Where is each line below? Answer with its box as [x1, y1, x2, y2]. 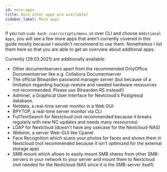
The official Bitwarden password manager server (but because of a [12, 76, 151, 83]
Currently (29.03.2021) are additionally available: [5, 56, 106, 62]
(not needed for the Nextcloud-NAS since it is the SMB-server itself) [12, 161, 154, 168]
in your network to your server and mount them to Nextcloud [29, 156, 155, 162]
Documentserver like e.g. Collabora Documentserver [12, 71, 122, 77]
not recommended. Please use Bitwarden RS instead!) [12, 87, 124, 93]
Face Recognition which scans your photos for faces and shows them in [12, 135, 161, 141]
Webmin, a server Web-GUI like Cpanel [12, 130, 94, 136]
